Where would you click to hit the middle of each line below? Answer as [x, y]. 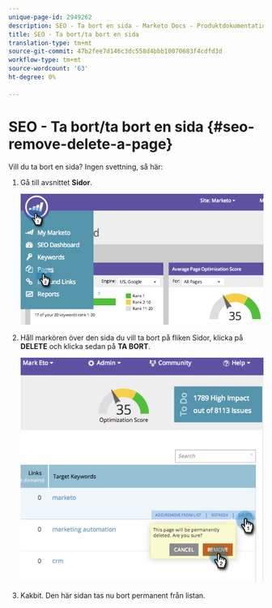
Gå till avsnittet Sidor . [56, 182]
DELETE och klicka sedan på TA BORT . [85, 346]
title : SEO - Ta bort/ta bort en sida [74, 34]
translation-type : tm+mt [50, 43]
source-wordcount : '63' [49, 69]
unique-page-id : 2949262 [50, 17]
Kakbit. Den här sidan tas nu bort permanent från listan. [113, 596]
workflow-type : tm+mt [45, 60]
